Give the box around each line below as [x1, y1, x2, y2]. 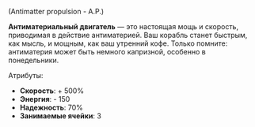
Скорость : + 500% [19, 86, 85, 95]
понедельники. [8, 55, 59, 65]
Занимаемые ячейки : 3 [19, 111, 101, 121]
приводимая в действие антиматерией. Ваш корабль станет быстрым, [8, 31, 248, 39]
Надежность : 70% [19, 103, 83, 112]
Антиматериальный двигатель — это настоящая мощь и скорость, [8, 22, 239, 31]
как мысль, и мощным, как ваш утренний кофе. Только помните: [8, 39, 228, 48]
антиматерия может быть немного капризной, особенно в [8, 47, 206, 56]
